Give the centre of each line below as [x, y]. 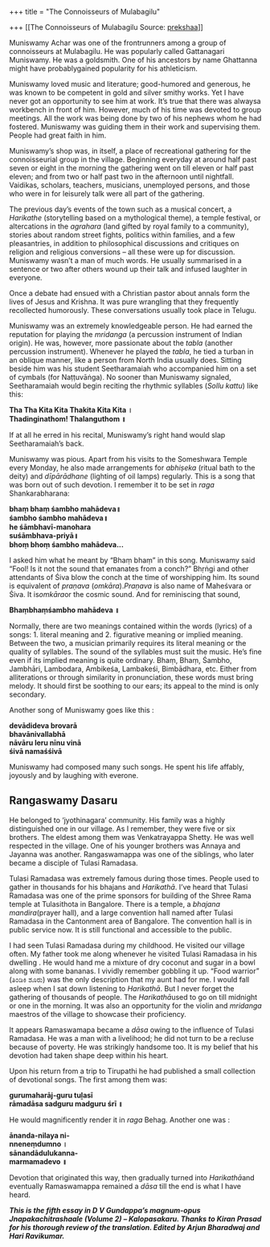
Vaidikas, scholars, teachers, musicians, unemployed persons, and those [130, 185]
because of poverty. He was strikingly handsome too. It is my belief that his [134, 1047]
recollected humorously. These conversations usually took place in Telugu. [133, 310]
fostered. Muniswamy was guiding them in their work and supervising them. [135, 127]
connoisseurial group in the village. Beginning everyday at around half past [133, 159]
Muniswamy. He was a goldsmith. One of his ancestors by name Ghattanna [133, 60]
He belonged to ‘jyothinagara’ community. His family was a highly [117, 820]
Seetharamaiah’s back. [47, 443]
